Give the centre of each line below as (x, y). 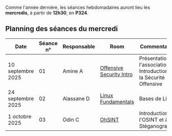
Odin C (71, 120)
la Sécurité (152, 77)
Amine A (73, 71)
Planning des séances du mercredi (62, 29)
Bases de (150, 98)
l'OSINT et (151, 120)
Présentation (154, 58)
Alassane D (76, 98)
